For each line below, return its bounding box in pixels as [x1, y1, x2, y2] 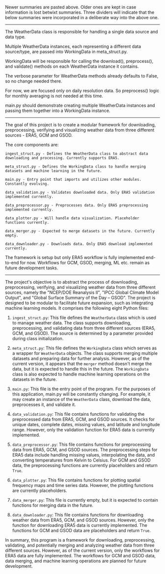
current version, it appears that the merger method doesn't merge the [12, 361, 152, 367]
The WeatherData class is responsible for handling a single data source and [5, 29, 158, 34]
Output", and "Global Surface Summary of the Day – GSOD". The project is [5, 295, 156, 300]
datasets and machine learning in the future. [5, 169, 102, 173]
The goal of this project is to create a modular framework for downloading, [5, 122, 156, 127]
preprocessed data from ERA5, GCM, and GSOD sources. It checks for [12, 416, 155, 422]
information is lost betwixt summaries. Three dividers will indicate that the [5, 9, 155, 15]
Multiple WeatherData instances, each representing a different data [5, 44, 141, 49]
